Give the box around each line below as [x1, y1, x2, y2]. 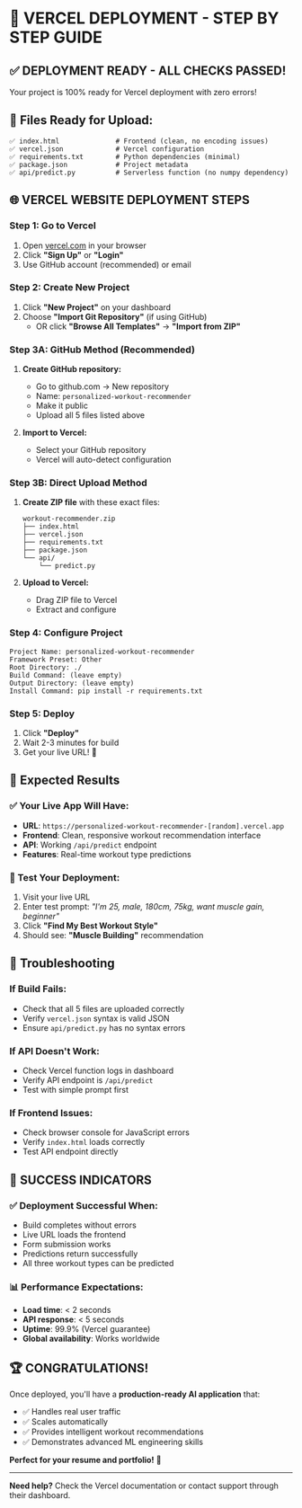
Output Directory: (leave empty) [9, 679, 135, 687]
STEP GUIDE [9, 27, 103, 48]
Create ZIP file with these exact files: [22, 497, 160, 508]
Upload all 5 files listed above [35, 410, 146, 421]
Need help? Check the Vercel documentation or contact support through [9, 1480, 279, 1491]
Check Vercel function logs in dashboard [22, 1065, 173, 1076]
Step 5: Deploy [9, 707, 75, 720]
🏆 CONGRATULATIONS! [9, 1361, 149, 1376]
